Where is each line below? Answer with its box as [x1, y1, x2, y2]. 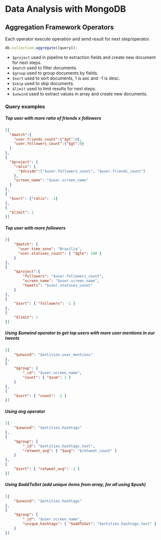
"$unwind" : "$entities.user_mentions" [14, 352, 93, 357]
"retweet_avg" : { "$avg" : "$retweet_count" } [23, 448, 117, 453]
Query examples [5, 103, 46, 110]
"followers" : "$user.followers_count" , [23, 274, 104, 279]
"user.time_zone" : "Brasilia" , [18, 246, 82, 251]
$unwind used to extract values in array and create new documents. [12, 91, 148, 97]
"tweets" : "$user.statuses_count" [23, 283, 93, 288]
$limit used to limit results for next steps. [12, 85, 96, 91]
